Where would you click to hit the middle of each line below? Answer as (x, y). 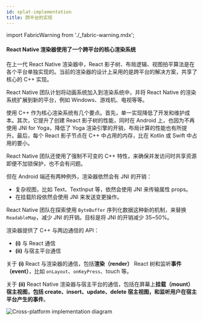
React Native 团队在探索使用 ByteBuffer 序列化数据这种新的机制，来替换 (96, 209)
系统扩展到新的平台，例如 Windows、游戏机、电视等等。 (77, 100)
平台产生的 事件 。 (28, 299)
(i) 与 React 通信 (35, 243)
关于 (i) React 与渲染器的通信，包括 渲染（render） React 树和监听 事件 (94, 263)
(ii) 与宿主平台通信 (38, 251)
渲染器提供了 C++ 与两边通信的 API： (53, 230)
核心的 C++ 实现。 (29, 79)
